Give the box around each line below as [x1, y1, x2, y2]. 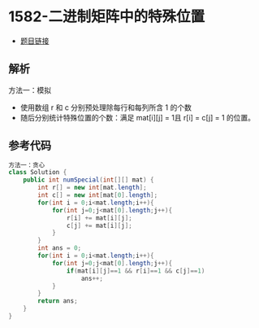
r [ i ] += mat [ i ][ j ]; [66, 213, 132, 222]
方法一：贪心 [8, 160, 45, 169]
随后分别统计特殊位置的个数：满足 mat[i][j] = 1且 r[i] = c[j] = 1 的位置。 [19, 112, 256, 122]
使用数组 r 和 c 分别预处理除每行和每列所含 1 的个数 [19, 103, 192, 112]
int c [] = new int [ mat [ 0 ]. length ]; [37, 191, 158, 199]
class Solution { [8, 168, 67, 177]
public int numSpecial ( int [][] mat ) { [23, 176, 154, 184]
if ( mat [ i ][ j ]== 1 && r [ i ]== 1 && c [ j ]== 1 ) [66, 266, 205, 275]
